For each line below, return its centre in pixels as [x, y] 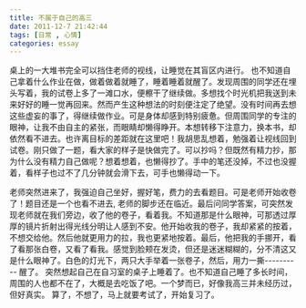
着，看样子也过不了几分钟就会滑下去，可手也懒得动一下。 [117, 173]
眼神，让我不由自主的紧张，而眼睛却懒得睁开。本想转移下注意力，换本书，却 [153, 128]
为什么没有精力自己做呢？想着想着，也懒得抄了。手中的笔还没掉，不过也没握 [153, 161]
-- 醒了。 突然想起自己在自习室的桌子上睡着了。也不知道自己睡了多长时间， [151, 272]
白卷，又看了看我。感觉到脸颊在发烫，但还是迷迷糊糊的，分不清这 [164, 249]
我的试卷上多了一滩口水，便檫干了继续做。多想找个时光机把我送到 [164, 93]
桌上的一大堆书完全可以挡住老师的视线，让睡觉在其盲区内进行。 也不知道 [146, 70]
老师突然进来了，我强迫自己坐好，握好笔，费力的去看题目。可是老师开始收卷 [153, 192]
